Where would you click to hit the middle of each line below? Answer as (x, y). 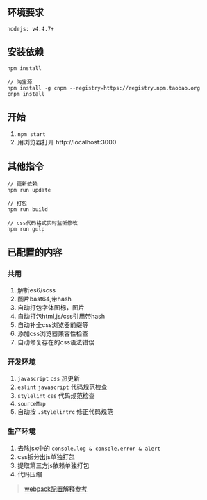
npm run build (28, 210)
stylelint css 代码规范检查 (56, 396)
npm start (32, 135)
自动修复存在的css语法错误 (56, 342)
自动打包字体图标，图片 (51, 307)
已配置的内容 (35, 252)
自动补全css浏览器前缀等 (53, 324)
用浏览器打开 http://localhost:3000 (67, 142)
